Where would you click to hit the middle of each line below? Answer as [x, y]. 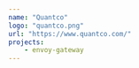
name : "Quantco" [38, 17]
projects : [27, 42]
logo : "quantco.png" [46, 26]
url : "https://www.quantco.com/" [70, 34]
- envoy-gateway [54, 50]
